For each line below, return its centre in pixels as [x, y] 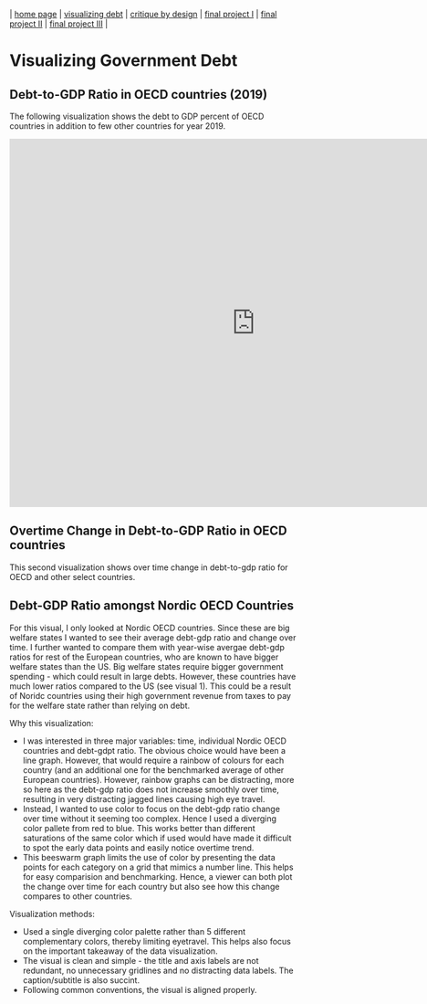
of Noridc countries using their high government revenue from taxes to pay [151, 695]
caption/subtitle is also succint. [81, 980]
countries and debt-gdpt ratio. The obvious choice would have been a [154, 750]
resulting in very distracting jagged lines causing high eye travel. [144, 798]
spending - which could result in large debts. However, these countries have [153, 676]
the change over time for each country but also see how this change [151, 886]
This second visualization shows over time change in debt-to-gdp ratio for [149, 567]
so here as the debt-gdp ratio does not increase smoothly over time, [151, 789]
